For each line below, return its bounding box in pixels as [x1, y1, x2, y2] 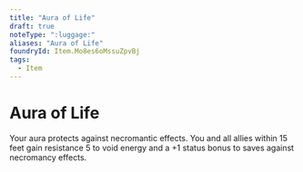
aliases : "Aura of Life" [9, 38, 104, 48]
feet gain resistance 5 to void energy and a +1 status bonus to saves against [9, 142, 294, 153]
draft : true [9, 22, 55, 31]
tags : [9, 55, 30, 64]
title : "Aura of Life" [9, 13, 96, 23]
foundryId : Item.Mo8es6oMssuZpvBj [9, 47, 141, 56]
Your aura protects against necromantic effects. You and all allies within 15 [9, 132, 288, 143]
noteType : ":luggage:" [9, 30, 96, 39]
